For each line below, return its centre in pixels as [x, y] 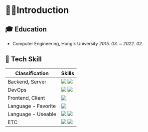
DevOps [17, 90]
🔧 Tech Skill [24, 59]
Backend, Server [27, 82]
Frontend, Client [26, 98]
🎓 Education [26, 29]
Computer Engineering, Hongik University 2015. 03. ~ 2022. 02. [78, 44]
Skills [68, 73]
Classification [32, 73]
